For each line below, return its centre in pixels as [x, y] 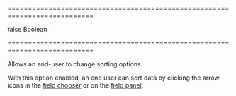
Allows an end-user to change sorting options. [75, 64]
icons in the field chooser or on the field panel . [75, 85]
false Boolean [27, 29]
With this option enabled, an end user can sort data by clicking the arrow [113, 78]
